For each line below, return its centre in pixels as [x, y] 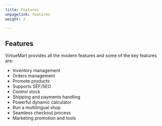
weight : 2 [15, 19]
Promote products [31, 81]
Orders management [34, 76]
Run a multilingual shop [36, 108]
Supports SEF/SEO [32, 86]
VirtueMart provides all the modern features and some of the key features [81, 56]
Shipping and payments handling [46, 97]
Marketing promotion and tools [44, 118]
